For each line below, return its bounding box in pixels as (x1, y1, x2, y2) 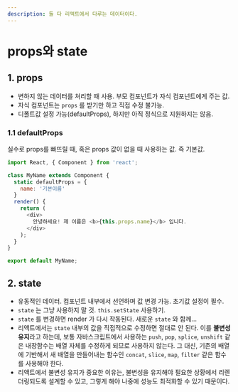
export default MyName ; (7, 258, 78, 265)
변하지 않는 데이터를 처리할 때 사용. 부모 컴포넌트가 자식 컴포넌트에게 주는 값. (17, 92, 230, 100)
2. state (7, 277, 42, 289)
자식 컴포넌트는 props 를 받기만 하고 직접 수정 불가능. (17, 100, 165, 109)
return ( (20, 205, 46, 212)
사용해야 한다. (25, 359, 64, 367)
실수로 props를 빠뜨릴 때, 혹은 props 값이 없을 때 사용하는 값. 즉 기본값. (7, 144, 205, 153)
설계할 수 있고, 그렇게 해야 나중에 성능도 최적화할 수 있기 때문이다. (48, 376, 230, 385)
